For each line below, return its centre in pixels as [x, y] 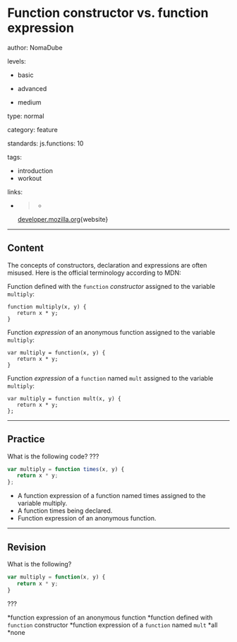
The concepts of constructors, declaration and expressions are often [107, 265]
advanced [32, 88]
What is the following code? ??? [53, 456]
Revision [27, 547]
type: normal [26, 116]
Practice [26, 439]
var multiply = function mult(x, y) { [64, 398]
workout [30, 178]
